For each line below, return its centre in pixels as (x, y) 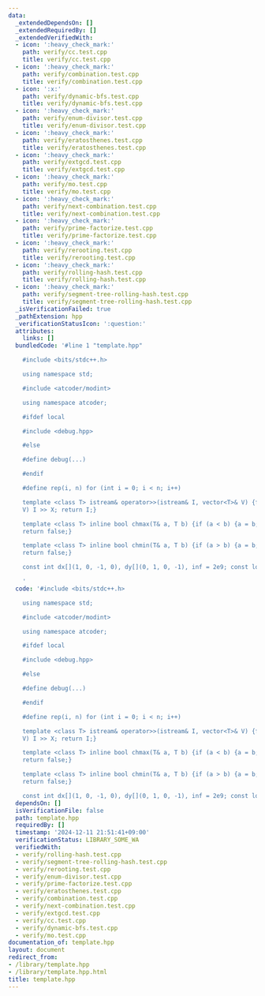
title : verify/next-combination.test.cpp (91, 214)
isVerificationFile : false (60, 811)
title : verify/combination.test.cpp (83, 81)
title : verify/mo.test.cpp (67, 191)
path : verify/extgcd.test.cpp (72, 163)
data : (17, 15)
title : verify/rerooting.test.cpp (79, 257)
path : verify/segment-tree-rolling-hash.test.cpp (106, 294)
